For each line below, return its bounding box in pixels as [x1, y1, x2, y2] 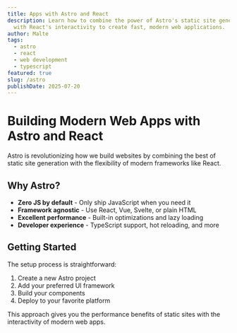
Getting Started [7, 241, 77, 253]
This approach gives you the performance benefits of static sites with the [7, 310, 221, 318]
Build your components [17, 288, 86, 297]
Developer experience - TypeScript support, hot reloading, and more [17, 221, 220, 229]
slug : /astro [7, 76, 46, 83]
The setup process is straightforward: [7, 259, 117, 269]
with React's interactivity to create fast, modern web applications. [13, 23, 226, 30]
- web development [13, 57, 68, 64]
